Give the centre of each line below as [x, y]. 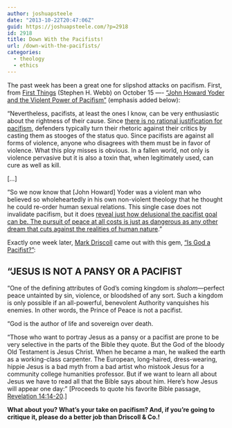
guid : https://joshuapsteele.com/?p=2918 [68, 26]
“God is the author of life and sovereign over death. [80, 324]
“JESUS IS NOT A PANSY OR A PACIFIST [95, 272]
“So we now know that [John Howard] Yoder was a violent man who [104, 192]
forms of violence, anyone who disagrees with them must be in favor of [109, 142]
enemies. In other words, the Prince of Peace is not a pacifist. [95, 311]
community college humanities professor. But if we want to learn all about [112, 374]
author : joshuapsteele [40, 14]
